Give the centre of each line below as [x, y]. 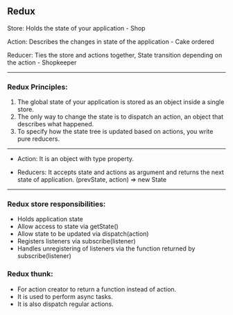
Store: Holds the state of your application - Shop [76, 28]
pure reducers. [38, 139]
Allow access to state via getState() [68, 227]
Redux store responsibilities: [57, 204]
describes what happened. [55, 124]
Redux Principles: [37, 87]
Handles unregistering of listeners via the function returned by [106, 248]
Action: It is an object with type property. [75, 159]
